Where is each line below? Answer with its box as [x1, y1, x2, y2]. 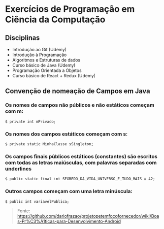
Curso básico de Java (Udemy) [12, 63, 76, 68]
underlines [5, 165, 32, 172]
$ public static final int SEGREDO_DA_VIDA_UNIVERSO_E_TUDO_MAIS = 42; [5, 176, 155, 182]
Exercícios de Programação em [5, 3, 135, 15]
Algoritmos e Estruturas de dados [12, 57, 81, 63]
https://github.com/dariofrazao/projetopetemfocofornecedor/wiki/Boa [17, 213, 159, 219]
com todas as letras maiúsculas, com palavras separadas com [5, 159, 157, 166]
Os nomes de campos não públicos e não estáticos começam [5, 102, 155, 109]
